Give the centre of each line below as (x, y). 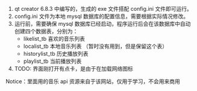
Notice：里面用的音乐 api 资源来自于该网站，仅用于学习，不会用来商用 (93, 81)
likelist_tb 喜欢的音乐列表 (54, 39)
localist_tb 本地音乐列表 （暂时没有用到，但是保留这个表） (95, 46)
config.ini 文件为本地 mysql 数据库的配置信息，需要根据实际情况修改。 (102, 16)
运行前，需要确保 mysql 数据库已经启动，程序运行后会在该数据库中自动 (102, 24)
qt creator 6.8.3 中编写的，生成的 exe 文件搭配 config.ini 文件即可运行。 (103, 9)
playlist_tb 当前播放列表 (52, 61)
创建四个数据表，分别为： (46, 31)
